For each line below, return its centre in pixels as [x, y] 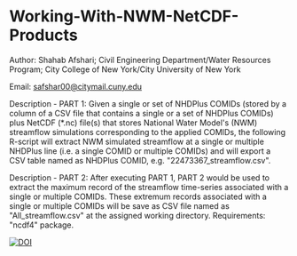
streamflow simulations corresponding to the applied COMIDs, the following [148, 132]
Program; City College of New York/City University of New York [125, 69]
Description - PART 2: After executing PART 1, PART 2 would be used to [140, 177]
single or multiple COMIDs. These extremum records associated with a [138, 196]
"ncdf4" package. [42, 225]
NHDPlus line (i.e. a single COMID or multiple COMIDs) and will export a [140, 151]
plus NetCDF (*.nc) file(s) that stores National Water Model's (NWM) [133, 123]
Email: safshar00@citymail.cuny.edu [76, 86]
